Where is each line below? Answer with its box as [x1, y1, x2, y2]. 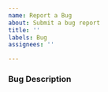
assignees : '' [8, 41, 55, 49]
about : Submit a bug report [8, 19, 101, 27]
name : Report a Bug [8, 11, 73, 20]
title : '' [8, 26, 41, 34]
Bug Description [8, 74, 72, 85]
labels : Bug [8, 33, 47, 42]
